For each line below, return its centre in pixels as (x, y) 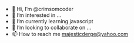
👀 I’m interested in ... (36, 15)
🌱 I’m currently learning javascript (52, 21)
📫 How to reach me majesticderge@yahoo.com (70, 34)
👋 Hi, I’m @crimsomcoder (43, 9)
